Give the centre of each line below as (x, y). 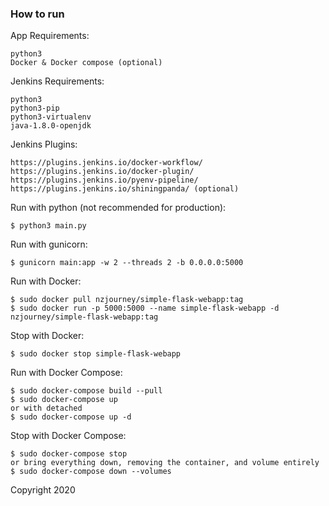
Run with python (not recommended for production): (118, 208)
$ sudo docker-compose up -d (71, 417)
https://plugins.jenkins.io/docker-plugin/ (102, 172)
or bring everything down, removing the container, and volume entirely (165, 463)
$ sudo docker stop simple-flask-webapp (96, 354)
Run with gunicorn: (49, 244)
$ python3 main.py (48, 226)
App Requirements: (50, 36)
